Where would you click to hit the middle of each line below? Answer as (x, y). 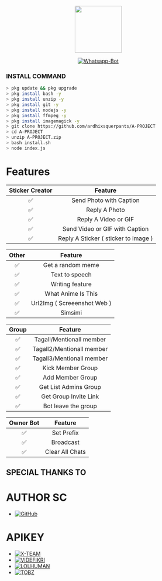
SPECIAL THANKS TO (46, 472)
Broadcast (66, 442)
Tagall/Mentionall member (70, 339)
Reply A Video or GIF (106, 219)
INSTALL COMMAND (36, 76)
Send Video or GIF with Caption (106, 228)
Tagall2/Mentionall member (70, 348)
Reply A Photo (106, 210)
